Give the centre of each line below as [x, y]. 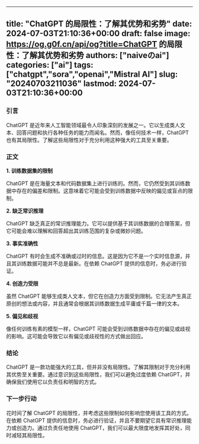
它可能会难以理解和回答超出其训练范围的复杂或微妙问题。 [76, 231]
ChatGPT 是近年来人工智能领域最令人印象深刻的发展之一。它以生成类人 [93, 125]
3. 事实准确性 [22, 243]
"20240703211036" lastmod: [62, 84]
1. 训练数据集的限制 [30, 170]
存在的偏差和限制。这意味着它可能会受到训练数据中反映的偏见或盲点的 [102, 191]
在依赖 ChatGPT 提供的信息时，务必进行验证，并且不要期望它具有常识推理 [97, 420]
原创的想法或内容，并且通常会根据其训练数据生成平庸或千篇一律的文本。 [94, 303]
